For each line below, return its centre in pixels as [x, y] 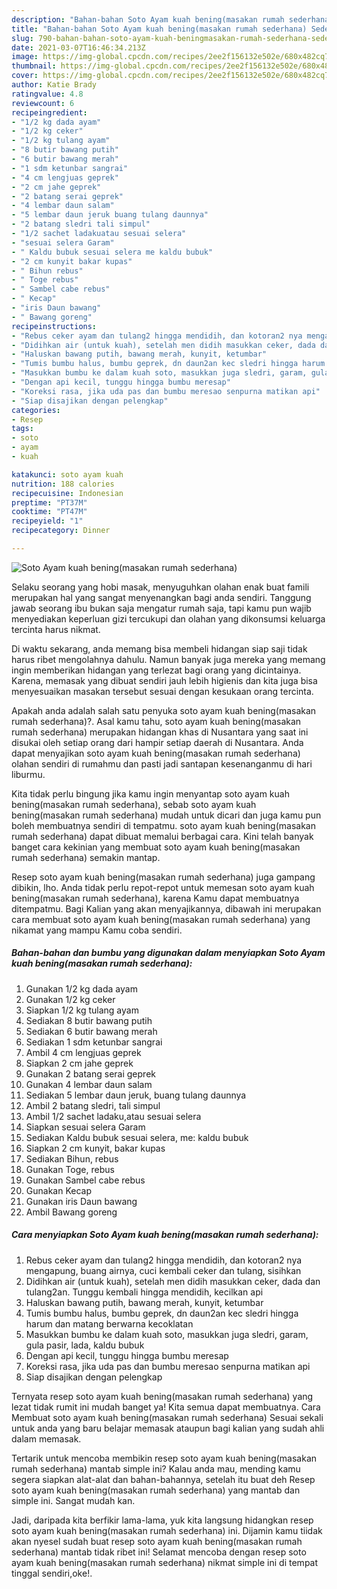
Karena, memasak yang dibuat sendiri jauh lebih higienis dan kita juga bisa [164, 680]
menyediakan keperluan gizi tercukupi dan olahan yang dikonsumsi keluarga [168, 618]
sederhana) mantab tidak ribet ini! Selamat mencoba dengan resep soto [159, 1552]
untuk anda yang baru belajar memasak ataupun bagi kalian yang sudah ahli [168, 1428]
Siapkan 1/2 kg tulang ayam [82, 1010]
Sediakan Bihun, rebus [72, 1158]
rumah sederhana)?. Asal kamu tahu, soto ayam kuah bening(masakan [156, 721]
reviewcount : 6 [43, 103]
